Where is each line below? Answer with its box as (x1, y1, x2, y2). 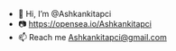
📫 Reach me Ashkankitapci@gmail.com (17, 32, 167, 42)
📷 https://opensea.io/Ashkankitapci (17, 19, 152, 29)
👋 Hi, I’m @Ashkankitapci (17, 9, 112, 19)
